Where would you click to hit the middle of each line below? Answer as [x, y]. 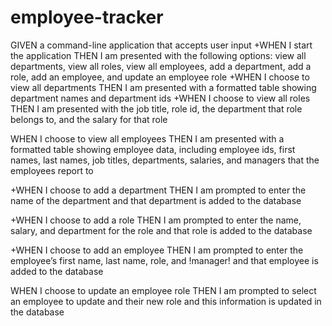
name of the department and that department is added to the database [156, 200]
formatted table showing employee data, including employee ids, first [153, 149]
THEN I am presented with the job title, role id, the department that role [156, 108]
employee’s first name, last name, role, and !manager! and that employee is [164, 260]
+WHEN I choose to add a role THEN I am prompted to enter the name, [156, 220]
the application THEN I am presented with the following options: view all [158, 55]
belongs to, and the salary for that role [89, 119]
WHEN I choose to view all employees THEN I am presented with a [147, 138]
